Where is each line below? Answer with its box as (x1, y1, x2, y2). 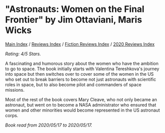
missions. (5, 87, 25, 93)
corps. (5, 112, 18, 118)
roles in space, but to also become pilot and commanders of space (5, 81, 142, 88)
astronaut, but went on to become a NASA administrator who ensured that (5, 102, 157, 108)
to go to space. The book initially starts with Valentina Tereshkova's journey (5, 66, 160, 72)
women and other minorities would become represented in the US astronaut (5, 107, 160, 113)
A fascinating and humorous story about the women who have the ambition (5, 60, 159, 66)
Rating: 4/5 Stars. (5, 51, 41, 57)
